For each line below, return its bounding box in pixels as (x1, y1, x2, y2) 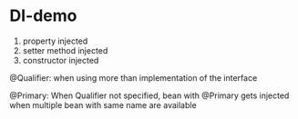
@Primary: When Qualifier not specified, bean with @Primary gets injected (9, 90, 290, 101)
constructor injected (22, 55, 99, 65)
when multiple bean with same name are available (9, 99, 198, 110)
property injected (22, 35, 88, 46)
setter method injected (22, 45, 108, 55)
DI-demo (9, 5, 77, 26)
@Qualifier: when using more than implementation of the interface (9, 72, 258, 83)
